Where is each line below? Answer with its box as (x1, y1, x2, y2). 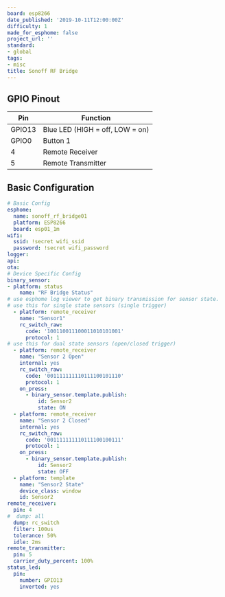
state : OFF (37, 468, 69, 475)
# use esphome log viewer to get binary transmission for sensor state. (7, 296, 220, 303)
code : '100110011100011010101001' (25, 328, 125, 335)
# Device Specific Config (7, 270, 81, 277)
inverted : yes (19, 583, 60, 590)
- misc (7, 61, 26, 68)
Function (81, 113, 111, 123)
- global (7, 49, 32, 56)
